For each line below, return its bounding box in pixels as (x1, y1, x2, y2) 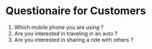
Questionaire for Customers (5, 4, 146, 18)
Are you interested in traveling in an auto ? (14, 30, 118, 37)
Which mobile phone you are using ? (14, 24, 104, 31)
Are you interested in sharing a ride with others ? (14, 36, 134, 43)
